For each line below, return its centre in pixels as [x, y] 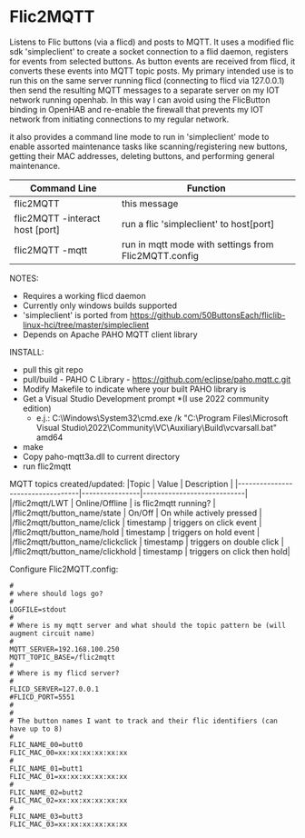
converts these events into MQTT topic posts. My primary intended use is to [152, 71]
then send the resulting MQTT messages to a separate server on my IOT [144, 90]
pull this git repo [53, 369]
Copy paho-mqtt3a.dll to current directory [101, 456]
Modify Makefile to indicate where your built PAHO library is [134, 389]
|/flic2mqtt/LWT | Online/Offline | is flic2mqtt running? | [113, 503]
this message [150, 204]
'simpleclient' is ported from [75, 314]
